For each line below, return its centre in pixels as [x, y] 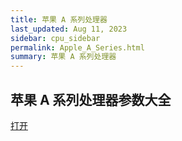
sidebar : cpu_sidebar [55, 38]
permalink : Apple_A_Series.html [77, 47]
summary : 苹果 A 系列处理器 [63, 57]
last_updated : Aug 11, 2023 [69, 29]
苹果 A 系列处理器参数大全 [91, 99]
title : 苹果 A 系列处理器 [59, 19]
